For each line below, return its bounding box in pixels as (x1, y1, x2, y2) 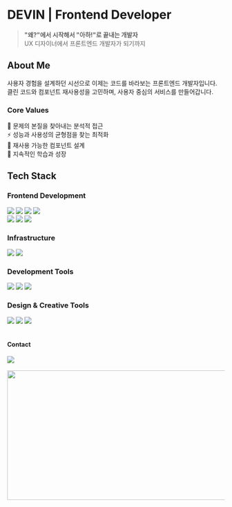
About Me (7, 59, 50, 72)
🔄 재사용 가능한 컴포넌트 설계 (7, 142, 85, 150)
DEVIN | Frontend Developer (7, 7, 172, 23)
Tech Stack (7, 170, 57, 182)
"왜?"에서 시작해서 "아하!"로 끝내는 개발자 (23, 30, 138, 39)
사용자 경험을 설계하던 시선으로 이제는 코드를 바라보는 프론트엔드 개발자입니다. (7, 79, 217, 87)
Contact (7, 341, 31, 349)
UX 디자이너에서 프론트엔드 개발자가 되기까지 (23, 39, 146, 48)
